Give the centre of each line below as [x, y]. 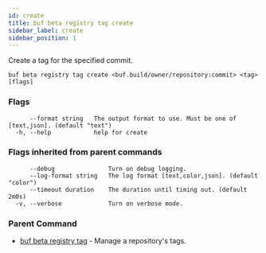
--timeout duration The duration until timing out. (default [138, 189]
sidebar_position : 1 [43, 38]
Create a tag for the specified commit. [70, 60]
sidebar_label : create [46, 30]
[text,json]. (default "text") [60, 125]
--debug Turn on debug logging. [108, 169]
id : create [26, 16]
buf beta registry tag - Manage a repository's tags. [103, 241]
